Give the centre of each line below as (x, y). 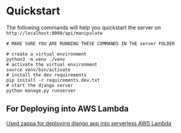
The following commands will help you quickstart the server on (84, 27)
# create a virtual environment (46, 54)
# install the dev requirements (46, 75)
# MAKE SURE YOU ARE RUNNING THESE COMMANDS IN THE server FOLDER (90, 44)
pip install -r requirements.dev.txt (53, 80)
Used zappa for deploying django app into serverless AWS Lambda (89, 123)
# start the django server (40, 85)
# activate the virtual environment (52, 64)
